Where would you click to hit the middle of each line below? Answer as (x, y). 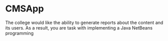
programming (20, 33)
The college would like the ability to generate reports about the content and (85, 22)
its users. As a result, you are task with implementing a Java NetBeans (79, 27)
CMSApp (25, 9)
